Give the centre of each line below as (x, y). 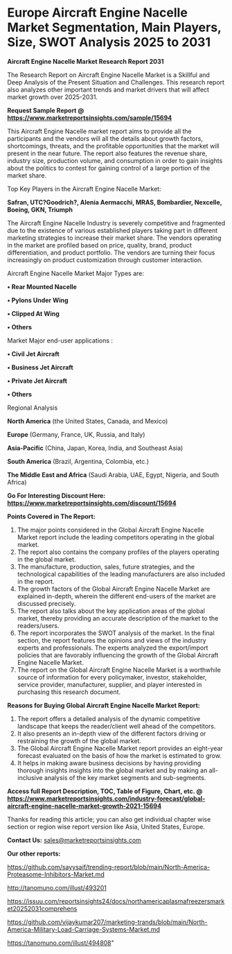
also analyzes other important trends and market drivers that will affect (108, 89)
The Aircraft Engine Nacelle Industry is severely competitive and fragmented (116, 223)
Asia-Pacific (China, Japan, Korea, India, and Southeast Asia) (95, 448)
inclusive (30, 777)
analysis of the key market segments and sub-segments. (125, 777)
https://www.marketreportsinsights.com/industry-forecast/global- (106, 798)
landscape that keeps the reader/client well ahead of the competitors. (116, 726)
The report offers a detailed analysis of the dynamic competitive (109, 718)
